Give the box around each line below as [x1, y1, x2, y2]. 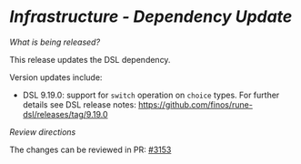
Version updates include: [9, 71, 103, 83]
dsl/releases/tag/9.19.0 [22, 108, 108, 119]
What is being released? [9, 36, 101, 47]
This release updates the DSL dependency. [9, 54, 171, 65]
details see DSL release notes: [22, 98, 136, 110]
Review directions [9, 126, 76, 138]
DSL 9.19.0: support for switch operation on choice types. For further [22, 89, 280, 100]
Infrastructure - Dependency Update [9, 6, 293, 27]
